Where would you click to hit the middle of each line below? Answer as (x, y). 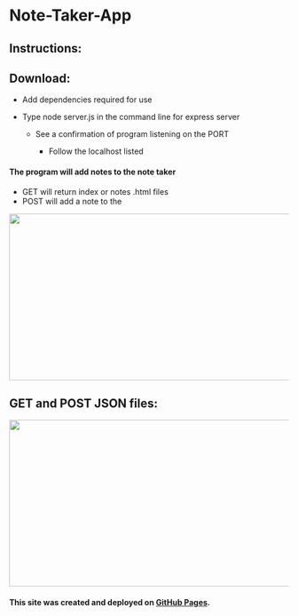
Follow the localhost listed (96, 151)
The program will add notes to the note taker (93, 172)
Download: (40, 78)
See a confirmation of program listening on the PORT (132, 134)
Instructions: (46, 48)
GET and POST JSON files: (83, 403)
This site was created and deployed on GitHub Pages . (110, 602)
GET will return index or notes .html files (95, 191)
